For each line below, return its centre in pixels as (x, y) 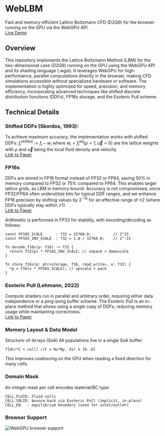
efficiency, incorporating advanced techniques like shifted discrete (73, 91)
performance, (19, 76)
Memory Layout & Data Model (41, 330)
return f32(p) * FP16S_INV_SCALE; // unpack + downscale (69, 251)
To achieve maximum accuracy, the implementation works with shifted (76, 137)
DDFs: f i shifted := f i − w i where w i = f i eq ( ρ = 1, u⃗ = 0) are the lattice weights (82, 143)
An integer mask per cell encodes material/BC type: (57, 387)
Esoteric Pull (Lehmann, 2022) (42, 285)
